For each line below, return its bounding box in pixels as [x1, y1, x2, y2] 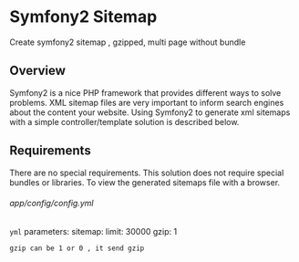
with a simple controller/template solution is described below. [9, 116, 240, 127]
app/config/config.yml [9, 198, 94, 209]
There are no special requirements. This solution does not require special [9, 167, 284, 178]
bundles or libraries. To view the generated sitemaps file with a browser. [9, 176, 281, 188]
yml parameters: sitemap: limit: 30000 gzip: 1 [9, 225, 178, 236]
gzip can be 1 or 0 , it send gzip [9, 244, 145, 253]
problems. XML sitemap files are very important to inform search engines [9, 97, 284, 108]
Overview [9, 63, 67, 79]
